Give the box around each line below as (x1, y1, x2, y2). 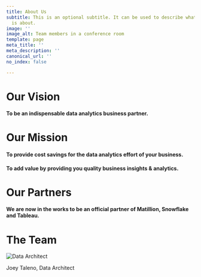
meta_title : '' (6, 42, 44, 48)
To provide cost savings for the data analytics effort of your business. (6, 151, 184, 159)
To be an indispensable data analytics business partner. (6, 110, 148, 117)
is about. (11, 20, 36, 26)
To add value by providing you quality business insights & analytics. (6, 165, 179, 172)
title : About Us (6, 8, 47, 15)
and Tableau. (6, 212, 40, 219)
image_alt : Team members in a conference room (6, 31, 124, 37)
